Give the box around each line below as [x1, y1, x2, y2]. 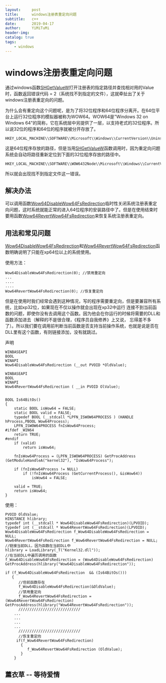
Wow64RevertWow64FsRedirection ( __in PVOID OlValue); [5, 384, 121, 389]
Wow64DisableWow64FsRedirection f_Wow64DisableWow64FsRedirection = [5, 529, 149, 535]
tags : [5, 40, 16, 45]
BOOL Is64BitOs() [5, 397, 41, 402]
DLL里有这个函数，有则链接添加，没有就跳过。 [5, 329, 100, 335]
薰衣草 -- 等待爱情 [5, 670, 60, 679]
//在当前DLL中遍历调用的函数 [5, 553, 57, 558]
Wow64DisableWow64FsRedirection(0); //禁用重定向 [5, 271, 106, 276]
